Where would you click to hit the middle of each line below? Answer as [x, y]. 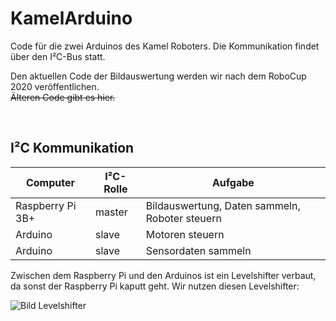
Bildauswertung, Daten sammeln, [223, 205]
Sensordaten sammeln [198, 250]
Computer [50, 182]
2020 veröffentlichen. [55, 86]
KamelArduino [71, 18]
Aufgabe [233, 182]
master [111, 212]
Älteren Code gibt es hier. [63, 97]
